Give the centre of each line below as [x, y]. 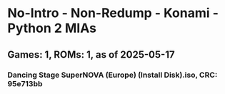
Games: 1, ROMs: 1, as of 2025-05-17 [91, 54]
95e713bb [25, 83]
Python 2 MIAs [52, 28]
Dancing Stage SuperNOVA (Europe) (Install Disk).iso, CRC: [112, 75]
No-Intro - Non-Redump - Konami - [113, 13]
